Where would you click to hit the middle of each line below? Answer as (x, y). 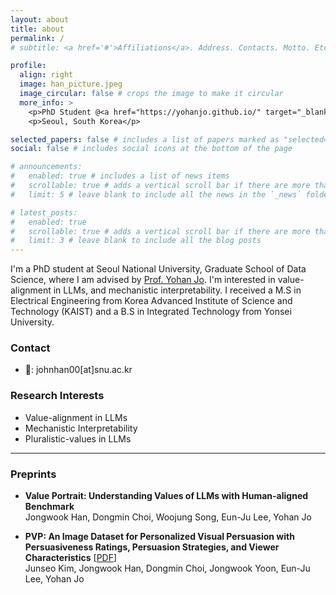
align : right (46, 75)
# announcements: (46, 167)
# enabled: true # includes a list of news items (120, 176)
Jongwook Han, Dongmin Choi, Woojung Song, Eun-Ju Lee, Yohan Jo (168, 517)
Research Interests (57, 396)
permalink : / (37, 38)
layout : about (40, 19)
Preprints (33, 474)
